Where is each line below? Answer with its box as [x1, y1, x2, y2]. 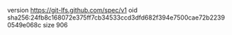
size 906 [43, 21, 68, 29]
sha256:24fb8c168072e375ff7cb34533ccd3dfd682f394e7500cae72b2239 [7, 13, 226, 22]
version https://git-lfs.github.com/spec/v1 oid [7, 6, 138, 14]
